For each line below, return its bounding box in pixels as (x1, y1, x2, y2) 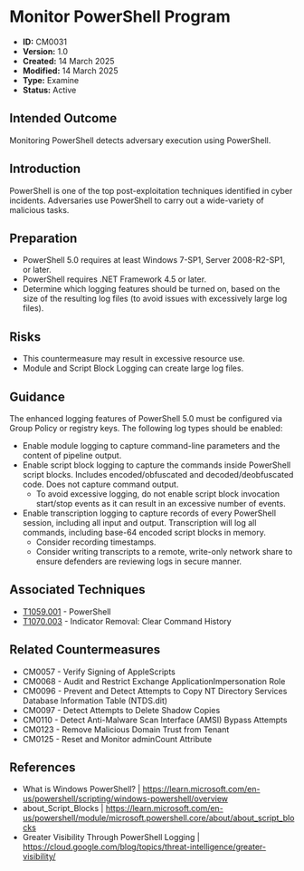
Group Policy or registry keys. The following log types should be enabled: (9, 423, 283, 433)
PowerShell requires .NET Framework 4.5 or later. (22, 274, 206, 285)
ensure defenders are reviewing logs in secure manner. (35, 556, 242, 566)
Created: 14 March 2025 (22, 55, 115, 66)
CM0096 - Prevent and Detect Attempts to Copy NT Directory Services (22, 685, 288, 696)
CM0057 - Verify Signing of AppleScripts (22, 666, 176, 677)
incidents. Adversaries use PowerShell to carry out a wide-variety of (9, 195, 264, 206)
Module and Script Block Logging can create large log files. (22, 363, 244, 373)
